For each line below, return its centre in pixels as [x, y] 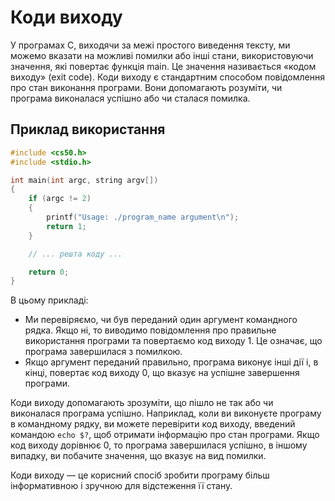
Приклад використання [88, 129]
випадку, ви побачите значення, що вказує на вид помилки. [138, 456]
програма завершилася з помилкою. [103, 352]
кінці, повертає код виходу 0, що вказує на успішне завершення [162, 373]
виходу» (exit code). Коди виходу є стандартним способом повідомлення [167, 77]
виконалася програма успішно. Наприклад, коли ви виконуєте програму [166, 413]
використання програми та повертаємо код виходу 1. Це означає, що [173, 341]
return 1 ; [66, 226]
